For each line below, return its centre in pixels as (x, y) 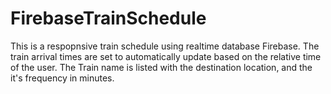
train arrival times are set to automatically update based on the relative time (166, 56)
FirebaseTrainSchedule (108, 18)
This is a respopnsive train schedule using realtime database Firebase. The (165, 46)
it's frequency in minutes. (62, 78)
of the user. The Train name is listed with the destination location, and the (161, 67)
